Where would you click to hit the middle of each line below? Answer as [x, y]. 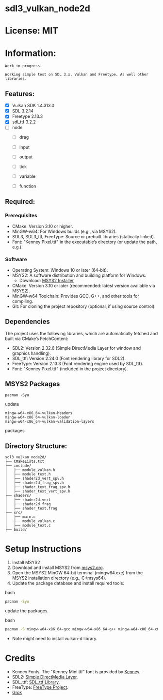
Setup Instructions [43, 549]
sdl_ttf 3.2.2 [24, 122]
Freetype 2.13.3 [27, 116]
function [28, 186]
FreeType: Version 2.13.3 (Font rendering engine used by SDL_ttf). [78, 363]
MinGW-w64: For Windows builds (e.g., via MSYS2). [64, 231]
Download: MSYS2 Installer [47, 280]
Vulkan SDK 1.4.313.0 [33, 106]
